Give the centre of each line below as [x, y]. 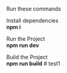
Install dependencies [33, 20]
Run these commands [34, 9]
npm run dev [23, 45]
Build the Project [27, 57]
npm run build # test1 [33, 64]
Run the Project [26, 39]
